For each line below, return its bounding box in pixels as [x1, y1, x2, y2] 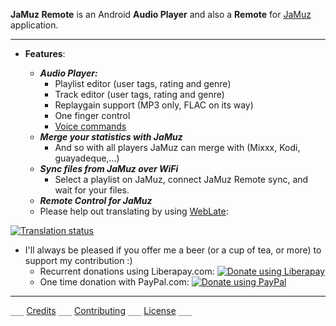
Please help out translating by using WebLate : [39, 205, 229, 217]
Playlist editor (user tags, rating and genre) [54, 78, 232, 89]
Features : [24, 48, 66, 59]
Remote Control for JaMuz [39, 195, 153, 206]
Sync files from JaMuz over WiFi [39, 163, 179, 174]
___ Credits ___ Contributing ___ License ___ [10, 305, 193, 316]
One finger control [54, 110, 131, 121]
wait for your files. [54, 184, 130, 196]
